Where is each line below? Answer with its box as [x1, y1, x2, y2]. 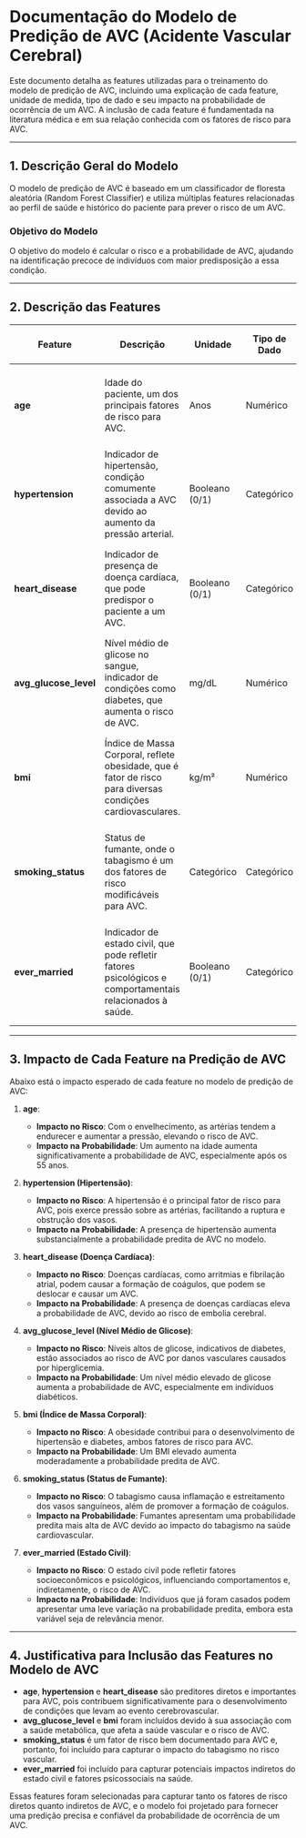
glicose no [104, 648, 149, 661]
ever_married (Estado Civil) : [22, 1547, 132, 1558]
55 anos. [36, 1159, 70, 1171]
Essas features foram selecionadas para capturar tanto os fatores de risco [9, 1791, 289, 1802]
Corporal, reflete [104, 748, 176, 761]
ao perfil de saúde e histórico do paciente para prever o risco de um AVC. [9, 202, 286, 213]
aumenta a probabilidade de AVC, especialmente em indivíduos [36, 1381, 274, 1392]
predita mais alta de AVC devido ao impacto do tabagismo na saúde [36, 1519, 291, 1530]
